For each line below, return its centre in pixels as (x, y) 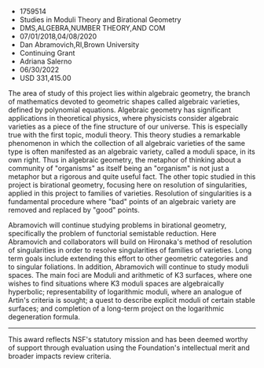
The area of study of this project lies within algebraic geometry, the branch (129, 93)
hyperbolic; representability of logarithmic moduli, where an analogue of (125, 292)
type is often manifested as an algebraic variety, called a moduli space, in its (132, 151)
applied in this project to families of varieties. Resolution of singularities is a (130, 193)
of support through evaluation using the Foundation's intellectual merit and (129, 348)
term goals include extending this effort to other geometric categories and (128, 259)
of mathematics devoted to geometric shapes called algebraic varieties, (124, 102)
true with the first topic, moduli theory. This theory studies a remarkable (125, 135)
